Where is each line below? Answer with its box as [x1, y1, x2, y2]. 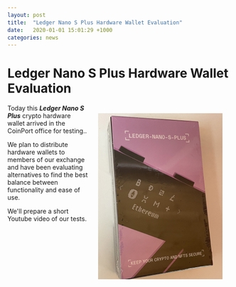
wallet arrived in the [7, 119, 65, 128]
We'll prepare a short [7, 207, 69, 216]
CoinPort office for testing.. [7, 126, 87, 135]
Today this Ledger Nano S [7, 104, 85, 113]
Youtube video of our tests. [7, 215, 87, 223]
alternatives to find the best [7, 170, 88, 179]
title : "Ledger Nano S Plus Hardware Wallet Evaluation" [7, 18, 183, 26]
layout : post [7, 11, 46, 18]
